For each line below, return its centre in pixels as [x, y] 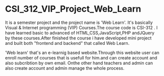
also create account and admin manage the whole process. [65, 68]
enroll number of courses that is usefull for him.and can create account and [81, 57]
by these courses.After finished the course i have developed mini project [78, 38]
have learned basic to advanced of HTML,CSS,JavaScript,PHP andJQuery [80, 33]
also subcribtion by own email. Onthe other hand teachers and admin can [79, 63]
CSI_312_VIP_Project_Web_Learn [73, 9]
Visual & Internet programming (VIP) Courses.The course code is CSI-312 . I [81, 27]
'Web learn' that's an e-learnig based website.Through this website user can [82, 53]
